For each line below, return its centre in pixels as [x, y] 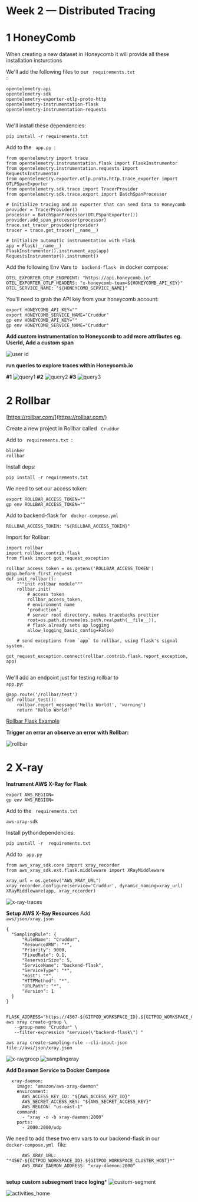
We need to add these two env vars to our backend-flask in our [83, 1138]
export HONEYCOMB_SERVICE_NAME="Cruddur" [58, 315]
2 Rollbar [29, 401]
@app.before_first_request [39, 574]
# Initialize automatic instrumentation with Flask [71, 241]
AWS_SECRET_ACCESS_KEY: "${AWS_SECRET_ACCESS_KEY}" [86, 1102]
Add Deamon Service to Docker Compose [58, 1070]
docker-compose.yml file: [37, 1145]
